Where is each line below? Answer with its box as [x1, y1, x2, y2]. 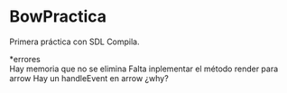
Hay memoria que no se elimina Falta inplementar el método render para [9, 63, 279, 74]
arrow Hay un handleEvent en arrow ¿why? [9, 72, 169, 83]
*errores [9, 53, 41, 64]
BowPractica [9, 6, 106, 27]
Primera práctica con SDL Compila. [9, 36, 140, 47]
